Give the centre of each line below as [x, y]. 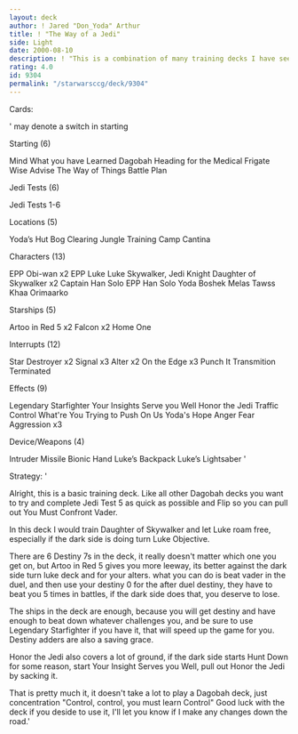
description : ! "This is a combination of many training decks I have [142, 59]
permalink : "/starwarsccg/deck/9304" [79, 84]
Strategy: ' [28, 476]
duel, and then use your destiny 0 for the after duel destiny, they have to [141, 585]
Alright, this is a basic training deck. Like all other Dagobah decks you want [146, 493]
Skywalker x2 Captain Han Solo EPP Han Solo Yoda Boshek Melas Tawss [142, 283]
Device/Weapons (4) [47, 441]
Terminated [30, 371]
